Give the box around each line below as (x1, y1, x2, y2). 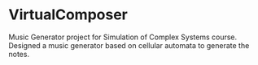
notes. (8, 49, 30, 59)
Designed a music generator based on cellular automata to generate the (8, 40, 250, 50)
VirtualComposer (8, 6, 128, 24)
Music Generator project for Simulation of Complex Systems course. (8, 32, 238, 42)
